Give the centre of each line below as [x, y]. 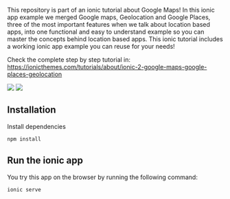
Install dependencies [37, 126]
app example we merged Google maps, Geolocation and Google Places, [109, 17]
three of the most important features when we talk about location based [109, 24]
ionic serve [24, 189]
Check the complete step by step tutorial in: [69, 60]
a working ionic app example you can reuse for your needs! [91, 46]
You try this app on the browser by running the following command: [102, 177]
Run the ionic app [45, 161]
